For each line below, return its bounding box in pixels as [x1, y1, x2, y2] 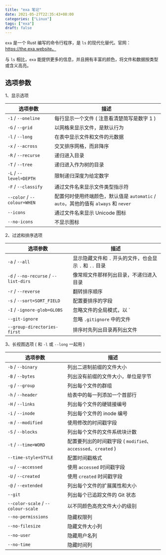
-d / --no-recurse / [7, 272, 51, 279]
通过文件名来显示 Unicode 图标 [54, 209, 126, 216]
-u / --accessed [7, 463, 43, 470]
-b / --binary [7, 363, 38, 370]
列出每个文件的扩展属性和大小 [67, 482, 137, 489]
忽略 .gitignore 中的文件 [73, 316, 131, 322]
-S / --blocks [7, 428, 38, 435]
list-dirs [7, 278, 31, 284]
